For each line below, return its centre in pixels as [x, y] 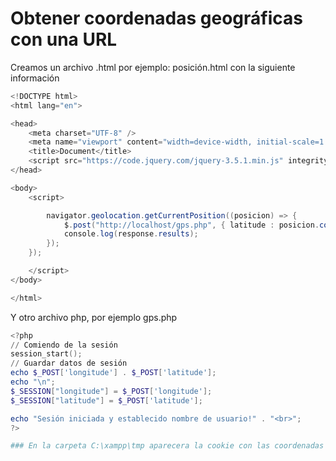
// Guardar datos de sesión [69, 363]
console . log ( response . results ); [131, 234]
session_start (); [46, 354]
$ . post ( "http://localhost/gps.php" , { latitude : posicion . [191, 225]
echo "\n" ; [33, 382]
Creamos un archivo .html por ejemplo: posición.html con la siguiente [153, 67]
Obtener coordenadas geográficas [156, 18]
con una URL [64, 39]
